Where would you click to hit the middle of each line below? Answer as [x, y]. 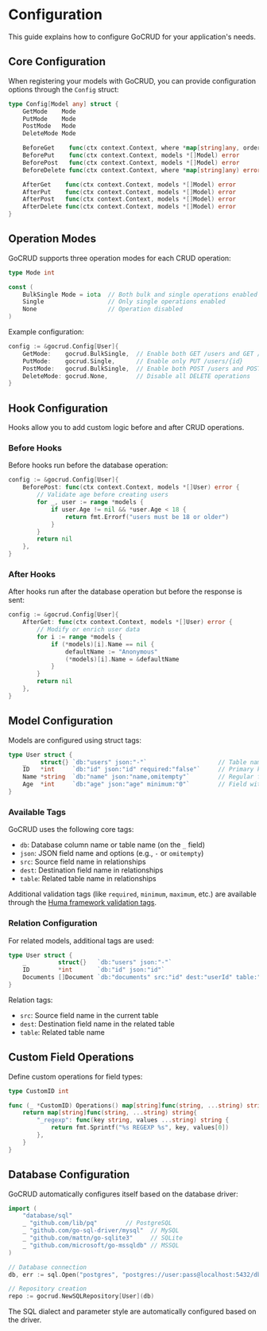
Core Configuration [57, 62]
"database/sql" [48, 1216]
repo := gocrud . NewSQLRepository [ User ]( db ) [81, 1296]
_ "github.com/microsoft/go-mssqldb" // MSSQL [101, 1245]
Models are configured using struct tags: [75, 740]
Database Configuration [69, 1175]
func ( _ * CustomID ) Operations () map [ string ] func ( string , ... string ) [126, 1105]
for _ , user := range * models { [91, 502]
